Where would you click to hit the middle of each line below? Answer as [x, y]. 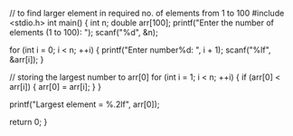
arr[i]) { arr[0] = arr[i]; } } [56, 87]
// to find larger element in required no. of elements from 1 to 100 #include [147, 13]
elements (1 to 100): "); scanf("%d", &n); [84, 32]
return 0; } [28, 122]
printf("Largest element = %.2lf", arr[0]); [85, 104]
